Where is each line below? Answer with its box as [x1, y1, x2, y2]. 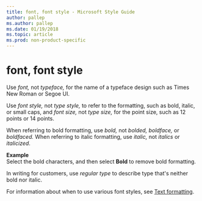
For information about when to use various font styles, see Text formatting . [6, 188, 195, 195]
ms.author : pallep [6, 20, 53, 26]
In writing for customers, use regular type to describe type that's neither [6, 169, 188, 177]
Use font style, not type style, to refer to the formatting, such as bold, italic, [6, 102, 195, 109]
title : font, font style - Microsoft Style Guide [6, 9, 135, 15]
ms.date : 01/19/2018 [6, 26, 59, 32]
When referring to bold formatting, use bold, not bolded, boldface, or [6, 126, 179, 134]
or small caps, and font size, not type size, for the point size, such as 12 [6, 108, 186, 116]
